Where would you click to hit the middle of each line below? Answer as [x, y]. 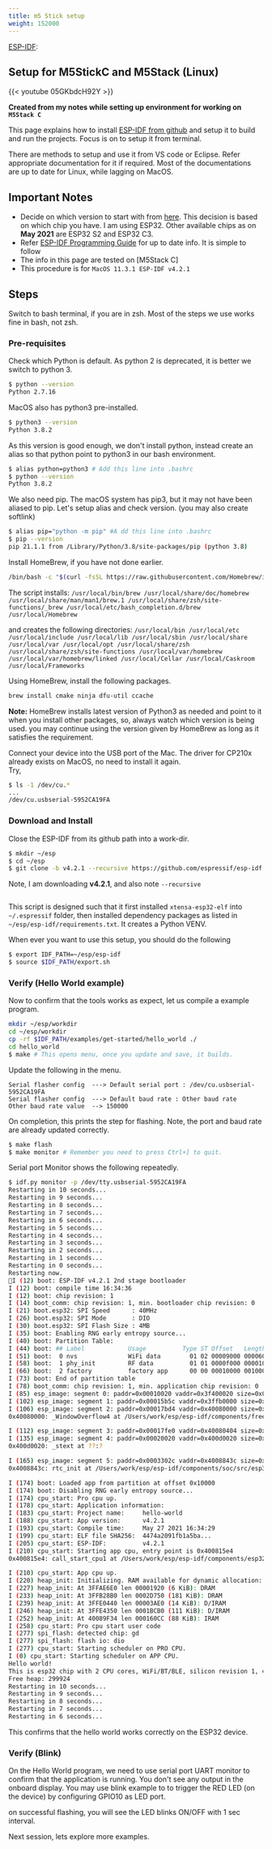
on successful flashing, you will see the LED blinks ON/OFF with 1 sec [125, 1812]
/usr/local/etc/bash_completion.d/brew [133, 607]
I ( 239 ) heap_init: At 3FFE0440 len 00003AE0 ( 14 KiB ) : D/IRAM [117, 1603]
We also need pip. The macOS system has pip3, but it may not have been [130, 499]
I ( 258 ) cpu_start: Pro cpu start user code [85, 1626]
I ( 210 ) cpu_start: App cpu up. [63, 1573]
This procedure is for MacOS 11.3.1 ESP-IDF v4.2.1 [105, 269]
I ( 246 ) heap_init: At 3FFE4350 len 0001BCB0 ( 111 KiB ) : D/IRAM [119, 1611]
